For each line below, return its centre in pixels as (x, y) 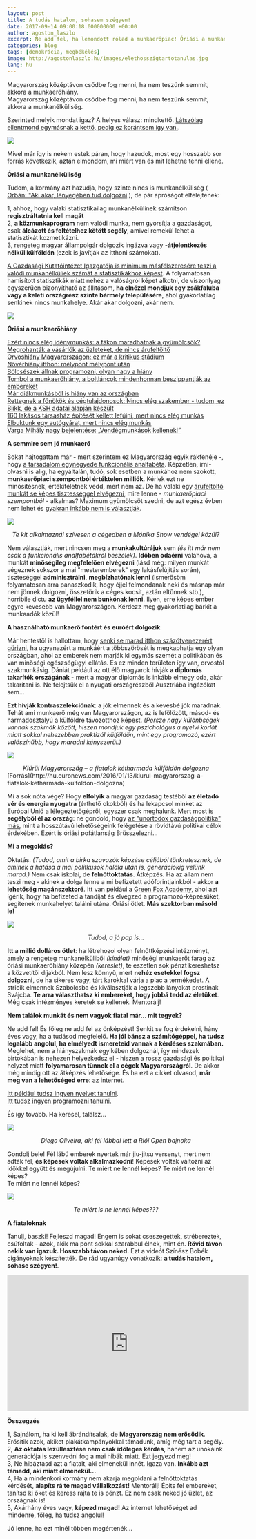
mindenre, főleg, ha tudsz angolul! (56, 1515)
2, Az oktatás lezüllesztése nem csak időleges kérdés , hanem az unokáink (115, 1449)
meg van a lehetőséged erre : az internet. (66, 1080)
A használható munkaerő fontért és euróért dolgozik (84, 627)
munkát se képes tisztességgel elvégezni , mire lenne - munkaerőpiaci (107, 493)
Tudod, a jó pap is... (116, 937)
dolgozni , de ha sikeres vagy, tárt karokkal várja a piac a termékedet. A (108, 980)
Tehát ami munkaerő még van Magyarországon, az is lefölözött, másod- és (114, 712)
